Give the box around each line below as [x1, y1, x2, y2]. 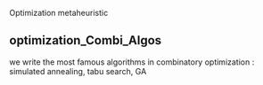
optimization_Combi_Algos [9, 33, 162, 48]
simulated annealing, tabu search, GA [9, 66, 147, 76]
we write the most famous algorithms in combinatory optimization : [9, 57, 255, 67]
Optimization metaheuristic [9, 8, 109, 18]
